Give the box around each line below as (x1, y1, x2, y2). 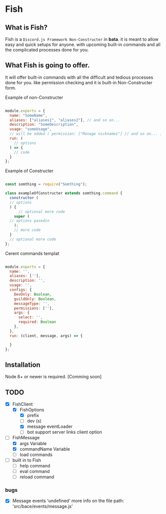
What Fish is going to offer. (5, 61, 90, 70)
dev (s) (27, 418, 42, 424)
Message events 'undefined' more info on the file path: (12, 498, 124, 504)
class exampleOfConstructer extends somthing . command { (5, 191, 123, 196)
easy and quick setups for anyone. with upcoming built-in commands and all (5, 42, 161, 48)
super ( (14, 214, 30, 219)
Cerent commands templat (5, 250, 59, 256)
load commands (19, 452, 53, 458)
